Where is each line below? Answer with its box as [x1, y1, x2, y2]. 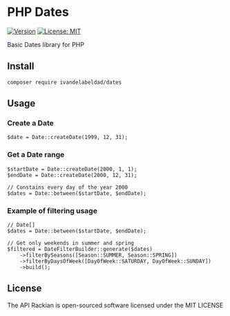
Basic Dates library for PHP [7, 40, 85, 48]
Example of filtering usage [7, 205, 98, 215]
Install [7, 60, 35, 73]
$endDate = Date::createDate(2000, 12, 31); [7, 171, 137, 178]
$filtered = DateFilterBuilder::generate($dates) [7, 246, 153, 253]
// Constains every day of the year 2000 [7, 184, 128, 191]
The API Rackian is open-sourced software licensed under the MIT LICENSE [7, 301, 224, 309]
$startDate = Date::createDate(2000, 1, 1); [7, 165, 137, 173]
